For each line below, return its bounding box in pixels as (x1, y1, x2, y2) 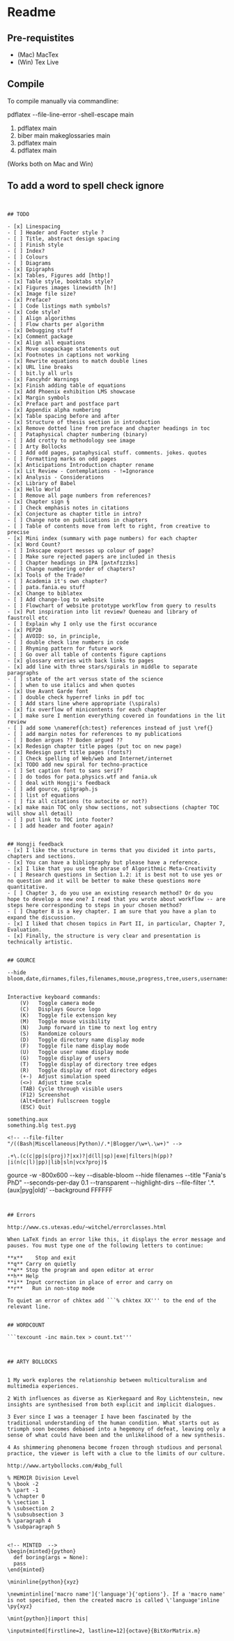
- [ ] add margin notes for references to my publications (7, 730, 182, 737)
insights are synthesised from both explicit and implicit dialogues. (7, 1401, 217, 1408)
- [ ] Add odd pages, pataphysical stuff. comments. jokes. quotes (7, 449, 208, 456)
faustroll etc (7, 614, 49, 621)
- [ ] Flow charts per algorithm (7, 321, 104, 328)
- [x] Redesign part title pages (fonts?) (7, 749, 132, 756)
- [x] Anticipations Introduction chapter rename (7, 461, 155, 468)
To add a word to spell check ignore (7, 180, 164, 192)
